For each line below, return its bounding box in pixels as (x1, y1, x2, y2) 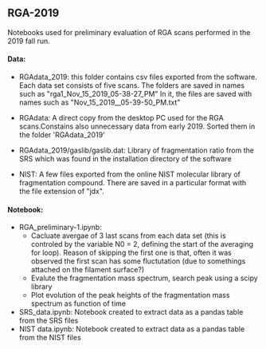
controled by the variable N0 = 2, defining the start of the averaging (30, 240, 254, 249)
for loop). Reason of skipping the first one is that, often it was (30, 248, 232, 258)
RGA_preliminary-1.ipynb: (18, 223, 103, 232)
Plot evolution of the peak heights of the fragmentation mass (30, 291, 230, 300)
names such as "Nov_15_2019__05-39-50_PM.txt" (18, 97, 181, 107)
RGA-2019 (7, 6, 60, 20)
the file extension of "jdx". (18, 187, 104, 196)
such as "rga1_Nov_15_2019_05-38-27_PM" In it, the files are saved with (18, 89, 252, 99)
